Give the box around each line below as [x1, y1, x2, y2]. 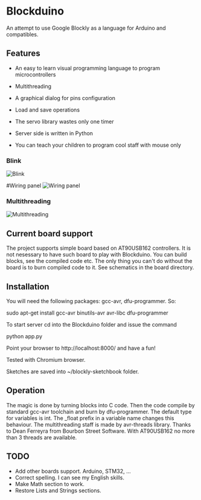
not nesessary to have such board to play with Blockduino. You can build [6, 251, 187, 258]
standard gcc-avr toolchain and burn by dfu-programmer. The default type [6, 408, 192, 415]
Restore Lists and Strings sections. [14, 487, 101, 494]
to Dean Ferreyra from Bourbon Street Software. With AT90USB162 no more [6, 427, 195, 435]
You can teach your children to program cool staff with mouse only [14, 141, 181, 148]
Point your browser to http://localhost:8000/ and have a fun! [6, 344, 156, 352]
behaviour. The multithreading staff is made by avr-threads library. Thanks [6, 421, 191, 428]
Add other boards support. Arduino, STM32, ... [14, 467, 131, 475]
